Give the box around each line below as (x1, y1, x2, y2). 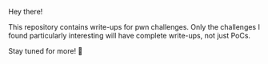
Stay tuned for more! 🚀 (8, 46, 83, 55)
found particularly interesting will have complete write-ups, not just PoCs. (8, 31, 250, 40)
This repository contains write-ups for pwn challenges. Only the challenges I (8, 22, 260, 31)
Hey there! (8, 7, 43, 16)
